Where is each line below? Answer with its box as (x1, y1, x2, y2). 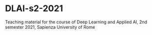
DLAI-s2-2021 (5, 3, 63, 14)
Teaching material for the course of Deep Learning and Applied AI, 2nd (5, 19, 148, 25)
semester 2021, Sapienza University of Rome (5, 24, 95, 30)
